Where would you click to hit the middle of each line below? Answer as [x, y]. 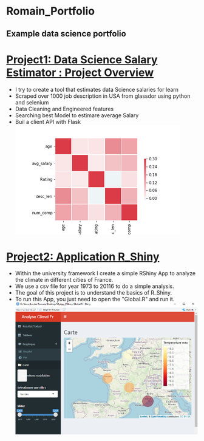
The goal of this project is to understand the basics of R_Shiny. [93, 293]
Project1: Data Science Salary [82, 60]
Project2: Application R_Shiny [83, 257]
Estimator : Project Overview [80, 73]
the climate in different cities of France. [64, 280]
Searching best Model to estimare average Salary [77, 115]
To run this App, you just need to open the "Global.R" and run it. [95, 299]
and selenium [32, 102]
